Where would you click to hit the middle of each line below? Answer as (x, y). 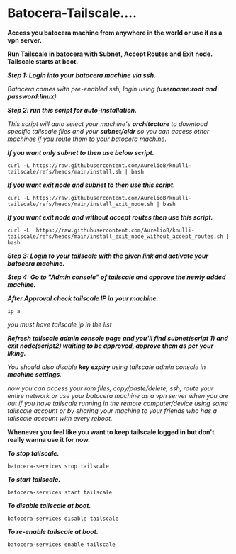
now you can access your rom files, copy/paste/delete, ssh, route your (111, 388)
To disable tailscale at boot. (49, 505)
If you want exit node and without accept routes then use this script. (110, 217)
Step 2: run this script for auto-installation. (72, 110)
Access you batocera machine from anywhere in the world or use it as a (115, 33)
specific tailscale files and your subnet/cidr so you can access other (108, 131)
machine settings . (35, 374)
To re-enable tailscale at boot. (53, 531)
